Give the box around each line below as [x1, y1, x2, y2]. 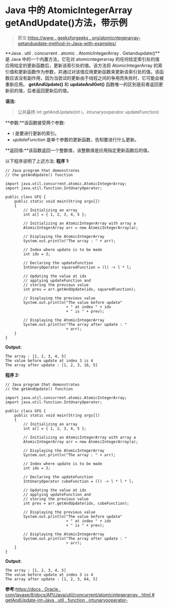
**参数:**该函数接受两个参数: [5, 119, 65, 126]
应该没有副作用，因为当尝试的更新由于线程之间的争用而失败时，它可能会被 [9, 75, 164, 81]
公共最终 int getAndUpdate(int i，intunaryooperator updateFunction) [17, 109, 159, 115]
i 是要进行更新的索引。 [12, 130, 59, 136]
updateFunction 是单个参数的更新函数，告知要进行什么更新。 [12, 136, 139, 142]
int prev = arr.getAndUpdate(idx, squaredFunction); [23, 287, 136, 292]
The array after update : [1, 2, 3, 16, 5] [5, 363, 98, 368]
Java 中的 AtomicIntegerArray [5, 5, 132, 16]
